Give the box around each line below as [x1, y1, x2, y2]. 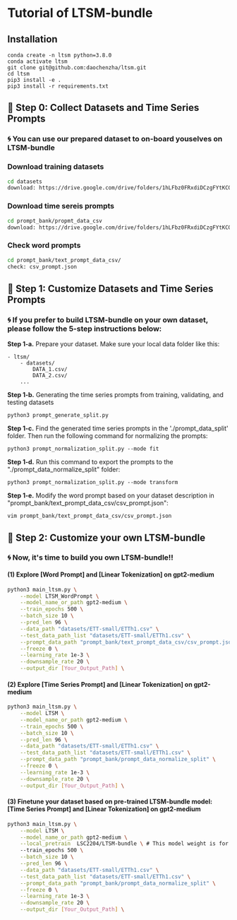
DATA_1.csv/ [32, 366, 68, 373]
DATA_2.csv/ [32, 372, 68, 379]
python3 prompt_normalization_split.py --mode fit [7, 445, 159, 453]
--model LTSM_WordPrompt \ [20, 592, 99, 600]
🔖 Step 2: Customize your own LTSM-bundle [7, 531, 206, 543]
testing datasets [7, 398, 54, 407]
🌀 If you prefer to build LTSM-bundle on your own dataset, [7, 314, 208, 324]
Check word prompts [7, 240, 81, 250]
